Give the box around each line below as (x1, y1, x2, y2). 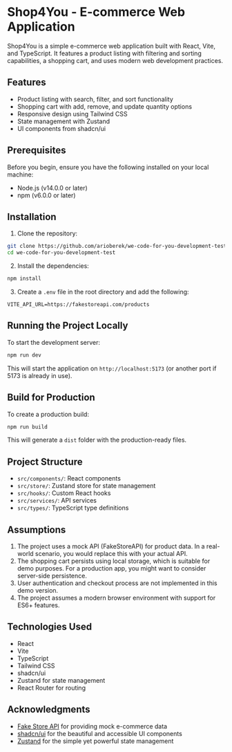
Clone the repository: (17, 229, 78, 238)
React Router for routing (17, 683, 86, 692)
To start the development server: (7, 338, 101, 346)
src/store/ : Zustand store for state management (17, 482, 156, 490)
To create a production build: (7, 410, 90, 418)
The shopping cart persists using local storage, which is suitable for (17, 557, 211, 565)
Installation (7, 211, 57, 222)
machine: (7, 170, 34, 179)
